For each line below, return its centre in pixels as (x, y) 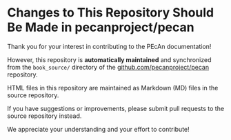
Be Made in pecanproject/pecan (101, 27)
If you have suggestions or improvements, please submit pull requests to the (116, 108)
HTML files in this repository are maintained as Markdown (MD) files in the (113, 88)
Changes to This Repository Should (111, 13)
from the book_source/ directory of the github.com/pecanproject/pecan (108, 67)
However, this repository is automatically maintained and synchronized (109, 59)
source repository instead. (44, 116)
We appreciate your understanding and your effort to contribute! (98, 129)
